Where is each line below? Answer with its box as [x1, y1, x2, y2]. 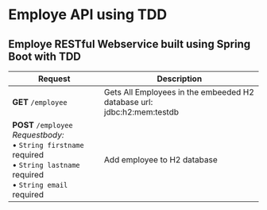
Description [157, 73, 203, 84]
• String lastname [12, 159, 81, 170]
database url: [103, 97, 153, 107]
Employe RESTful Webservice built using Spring [8, 37, 251, 51]
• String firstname [12, 139, 85, 150]
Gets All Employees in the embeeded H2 [103, 87, 254, 97]
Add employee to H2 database [103, 154, 218, 165]
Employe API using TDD [8, 6, 168, 24]
